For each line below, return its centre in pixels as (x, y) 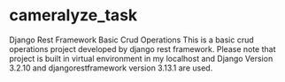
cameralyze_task (73, 15)
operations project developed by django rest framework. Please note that (142, 48)
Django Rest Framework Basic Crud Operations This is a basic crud (131, 40)
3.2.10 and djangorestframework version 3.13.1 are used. (111, 68)
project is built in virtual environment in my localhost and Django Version (141, 58)
